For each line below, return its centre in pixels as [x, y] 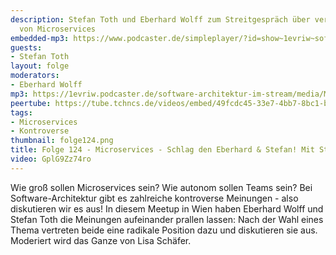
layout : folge [40, 66]
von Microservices [58, 29]
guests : [26, 47]
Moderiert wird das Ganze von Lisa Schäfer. [101, 240]
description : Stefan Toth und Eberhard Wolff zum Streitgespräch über [160, 19]
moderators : [35, 76]
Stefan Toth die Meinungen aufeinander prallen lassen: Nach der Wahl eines [167, 219]
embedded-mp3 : [40, 38]
